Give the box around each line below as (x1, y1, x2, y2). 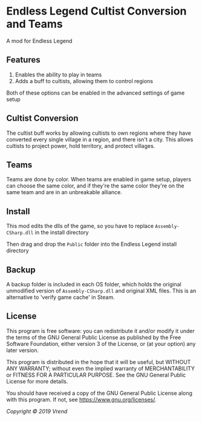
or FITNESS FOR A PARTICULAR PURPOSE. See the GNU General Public (6, 371, 186, 379)
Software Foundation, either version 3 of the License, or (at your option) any (6, 340, 196, 347)
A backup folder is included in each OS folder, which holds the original (6, 281, 181, 288)
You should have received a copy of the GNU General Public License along (6, 389, 192, 397)
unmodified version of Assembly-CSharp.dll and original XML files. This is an (6, 287, 197, 294)
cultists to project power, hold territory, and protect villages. (6, 142, 155, 149)
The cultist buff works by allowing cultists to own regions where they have (6, 129, 192, 136)
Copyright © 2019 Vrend (6, 408, 68, 415)
